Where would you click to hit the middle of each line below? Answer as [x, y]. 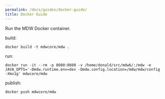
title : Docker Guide [26, 14]
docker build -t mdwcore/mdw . [37, 47]
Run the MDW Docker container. [38, 28]
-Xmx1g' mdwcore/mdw [26, 74]
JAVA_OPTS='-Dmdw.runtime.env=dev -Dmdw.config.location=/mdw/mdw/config [83, 69]
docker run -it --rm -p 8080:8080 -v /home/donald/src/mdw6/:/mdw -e [78, 65]
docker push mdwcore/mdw [31, 92]
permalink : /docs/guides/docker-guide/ [46, 10]
